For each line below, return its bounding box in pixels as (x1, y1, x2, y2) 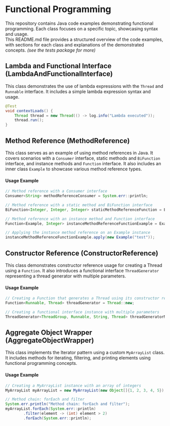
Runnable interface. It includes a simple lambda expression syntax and (5, 88, 151, 94)
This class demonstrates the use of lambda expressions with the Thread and (5, 83, 163, 89)
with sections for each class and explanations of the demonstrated (5, 41, 144, 48)
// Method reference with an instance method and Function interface (5, 216, 155, 221)
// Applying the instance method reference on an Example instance (5, 230, 151, 235)
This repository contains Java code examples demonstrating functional (5, 20, 153, 26)
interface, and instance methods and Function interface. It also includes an (5, 160, 161, 166)
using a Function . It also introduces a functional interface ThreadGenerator (5, 267, 159, 273)
